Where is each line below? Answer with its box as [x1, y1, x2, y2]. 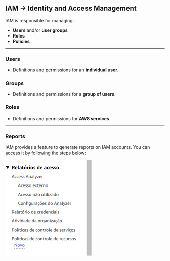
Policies [12, 38, 30, 44]
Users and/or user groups [12, 27, 68, 33]
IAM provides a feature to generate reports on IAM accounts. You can [5, 144, 150, 150]
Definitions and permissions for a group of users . [12, 91, 116, 97]
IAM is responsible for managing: [5, 17, 74, 23]
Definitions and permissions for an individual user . [12, 67, 119, 73]
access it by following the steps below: [5, 150, 87, 156]
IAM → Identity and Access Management [5, 4, 137, 13]
